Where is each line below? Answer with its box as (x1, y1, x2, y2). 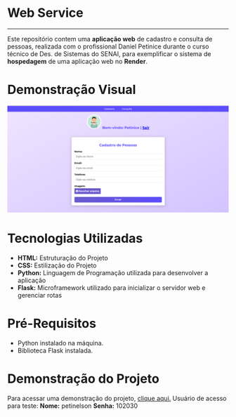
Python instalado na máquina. (17, 338, 104, 347)
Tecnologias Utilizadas (7, 230, 143, 246)
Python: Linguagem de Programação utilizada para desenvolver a (17, 268, 209, 277)
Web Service (7, 5, 84, 21)
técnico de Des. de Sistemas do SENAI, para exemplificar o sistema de (7, 49, 211, 58)
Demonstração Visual (7, 82, 136, 98)
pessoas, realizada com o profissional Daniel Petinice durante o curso (7, 42, 209, 51)
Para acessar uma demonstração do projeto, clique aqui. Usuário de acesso (7, 394, 227, 402)
